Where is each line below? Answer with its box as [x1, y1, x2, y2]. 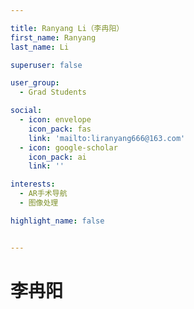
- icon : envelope [19, 115, 92, 125]
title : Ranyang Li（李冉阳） [10, 23, 125, 33]
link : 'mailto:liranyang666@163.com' [28, 133, 186, 143]
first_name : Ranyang [10, 32, 97, 43]
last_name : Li [10, 42, 70, 52]
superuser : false [10, 60, 83, 70]
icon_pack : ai [28, 152, 87, 162]
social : [10, 106, 43, 116]
